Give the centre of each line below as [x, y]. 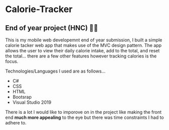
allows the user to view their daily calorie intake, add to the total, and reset [82, 51]
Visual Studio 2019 [32, 102]
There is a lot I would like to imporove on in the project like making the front [83, 112]
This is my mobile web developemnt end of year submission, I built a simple [84, 40]
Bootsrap [22, 97]
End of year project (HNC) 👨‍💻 [52, 28]
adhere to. [16, 123]
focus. [12, 61]
